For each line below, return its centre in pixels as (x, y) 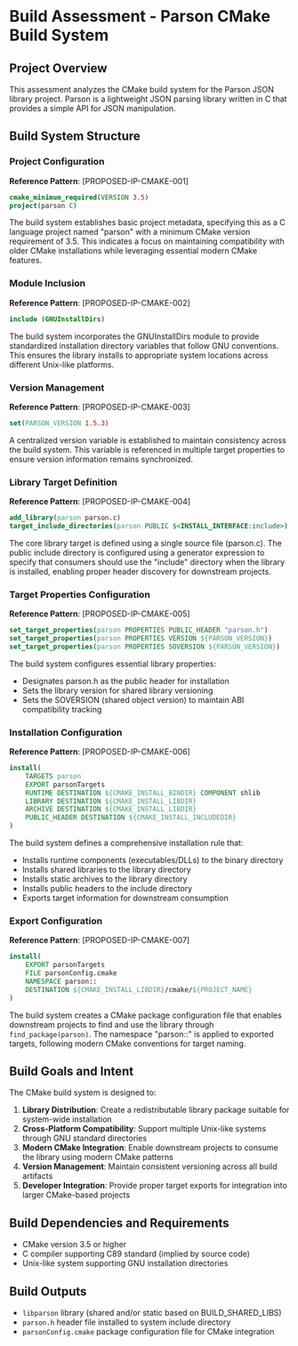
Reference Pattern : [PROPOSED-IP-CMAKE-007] (100, 940)
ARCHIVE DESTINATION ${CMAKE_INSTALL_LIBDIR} (111, 810)
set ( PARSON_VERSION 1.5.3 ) (59, 423)
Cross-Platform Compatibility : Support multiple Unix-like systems (144, 1129)
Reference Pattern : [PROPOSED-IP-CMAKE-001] (99, 181)
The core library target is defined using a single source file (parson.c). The (145, 543)
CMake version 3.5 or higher (74, 1245)
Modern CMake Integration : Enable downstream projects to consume (150, 1148)
